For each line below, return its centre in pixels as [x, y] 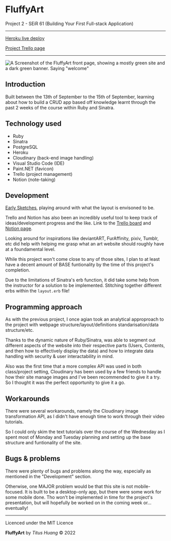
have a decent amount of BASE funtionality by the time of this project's [80, 265]
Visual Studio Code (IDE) [38, 163]
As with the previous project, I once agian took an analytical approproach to [85, 319]
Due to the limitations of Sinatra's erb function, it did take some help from [82, 280]
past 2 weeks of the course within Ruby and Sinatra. [60, 107]
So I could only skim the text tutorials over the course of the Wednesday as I [85, 432]
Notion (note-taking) [34, 179]
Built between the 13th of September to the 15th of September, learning [80, 97]
